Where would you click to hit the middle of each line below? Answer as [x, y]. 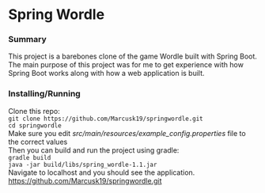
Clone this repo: [34, 111]
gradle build [30, 157]
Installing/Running [44, 94]
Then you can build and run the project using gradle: [94, 150]
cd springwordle [35, 125]
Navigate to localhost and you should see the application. [102, 172]
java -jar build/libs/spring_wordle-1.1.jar [83, 165]
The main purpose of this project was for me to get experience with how [126, 65]
